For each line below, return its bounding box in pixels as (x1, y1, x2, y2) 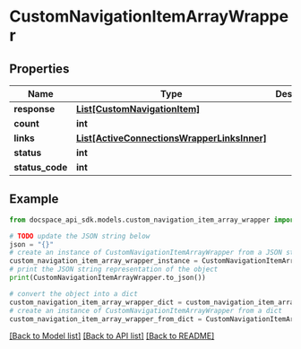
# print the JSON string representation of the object (9, 265, 219, 275)
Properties (9, 61, 70, 76)
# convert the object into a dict (9, 289, 139, 298)
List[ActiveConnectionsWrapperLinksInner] (75, 132, 267, 144)
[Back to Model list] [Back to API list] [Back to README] (9, 330, 215, 342)
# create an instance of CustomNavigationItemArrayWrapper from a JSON (9, 249, 282, 257)
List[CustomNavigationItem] (75, 103, 201, 115)
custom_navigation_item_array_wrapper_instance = (9, 257, 199, 266)
